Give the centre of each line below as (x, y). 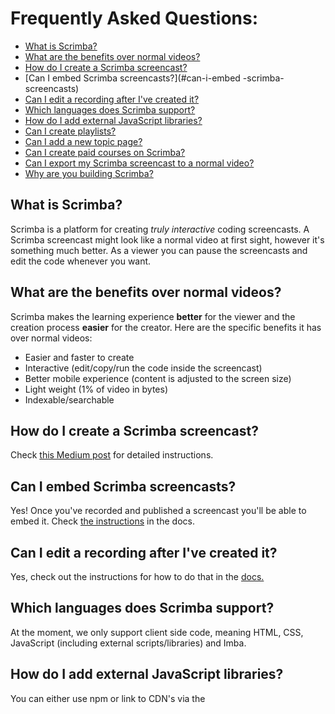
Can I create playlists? (70, 131)
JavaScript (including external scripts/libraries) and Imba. (128, 643)
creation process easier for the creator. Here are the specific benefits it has (166, 327)
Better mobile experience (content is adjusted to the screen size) (158, 378)
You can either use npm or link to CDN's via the (108, 698)
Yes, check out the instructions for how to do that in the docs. (137, 576)
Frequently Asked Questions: (134, 18)
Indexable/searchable (69, 399)
